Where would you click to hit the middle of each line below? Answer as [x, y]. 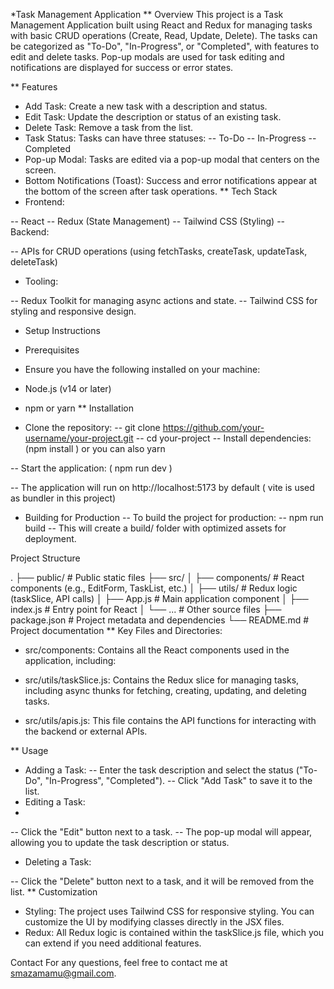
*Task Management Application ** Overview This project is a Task [147, 14]
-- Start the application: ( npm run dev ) [91, 468]
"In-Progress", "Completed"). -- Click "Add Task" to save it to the [178, 780]
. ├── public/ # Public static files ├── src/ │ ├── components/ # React [157, 577]
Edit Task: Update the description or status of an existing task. [153, 117]
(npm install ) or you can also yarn [95, 448]
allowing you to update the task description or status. [120, 842]
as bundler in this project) [63, 498]
